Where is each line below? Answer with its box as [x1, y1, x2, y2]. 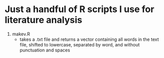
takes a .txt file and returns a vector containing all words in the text [19, 36, 159, 42]
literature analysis [5, 14, 83, 26]
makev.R [12, 31, 30, 37]
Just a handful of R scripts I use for [5, 4, 155, 15]
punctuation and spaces [19, 47, 70, 53]
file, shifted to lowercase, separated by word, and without [19, 41, 140, 47]
